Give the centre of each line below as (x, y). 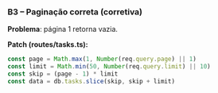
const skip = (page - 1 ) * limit (63, 74)
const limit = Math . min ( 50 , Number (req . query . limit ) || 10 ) (109, 67)
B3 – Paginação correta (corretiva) (75, 12)
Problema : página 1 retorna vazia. (63, 29)
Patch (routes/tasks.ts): (48, 45)
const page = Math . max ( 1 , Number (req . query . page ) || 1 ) (102, 59)
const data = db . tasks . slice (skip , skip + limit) (91, 81)
